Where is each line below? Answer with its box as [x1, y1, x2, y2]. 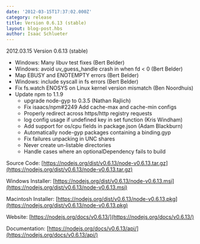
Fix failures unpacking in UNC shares [23, 135, 115, 142]
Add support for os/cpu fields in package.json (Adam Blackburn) [23, 123, 183, 130]
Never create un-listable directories [23, 142, 112, 149]
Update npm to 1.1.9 [14, 91, 64, 98]
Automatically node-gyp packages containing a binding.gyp [23, 129, 171, 136]
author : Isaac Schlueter [6, 31, 68, 37]
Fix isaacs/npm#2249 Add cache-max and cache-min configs [23, 103, 177, 111]
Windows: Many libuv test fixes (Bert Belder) [14, 59, 125, 66]
